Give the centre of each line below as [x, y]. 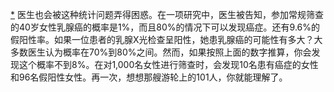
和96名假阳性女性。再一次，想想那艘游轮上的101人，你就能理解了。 [149, 77]
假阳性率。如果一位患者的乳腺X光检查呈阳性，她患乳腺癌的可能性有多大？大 [166, 39]
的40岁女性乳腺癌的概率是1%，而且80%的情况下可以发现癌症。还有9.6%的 [165, 27]
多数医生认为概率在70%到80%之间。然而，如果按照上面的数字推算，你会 [161, 52]
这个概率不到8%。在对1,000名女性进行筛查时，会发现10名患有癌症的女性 [168, 64]
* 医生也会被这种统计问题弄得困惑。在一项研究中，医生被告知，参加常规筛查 [167, 14]
